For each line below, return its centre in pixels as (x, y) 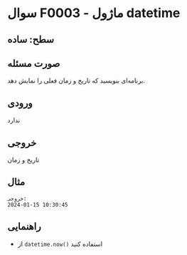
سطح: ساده (31, 40)
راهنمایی (24, 227)
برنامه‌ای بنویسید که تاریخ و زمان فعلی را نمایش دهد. (76, 80)
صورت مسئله (34, 63)
